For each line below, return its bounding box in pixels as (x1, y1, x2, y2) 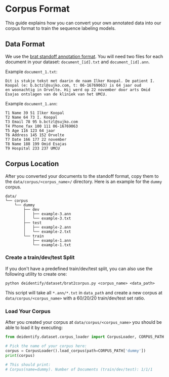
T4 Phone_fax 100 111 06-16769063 (5, 124, 78, 129)
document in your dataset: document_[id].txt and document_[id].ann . (5, 59, 150, 65)
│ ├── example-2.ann (23, 224, 71, 230)
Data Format (5, 40, 45, 49)
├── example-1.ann (32, 238, 71, 243)
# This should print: (5, 362, 51, 367)
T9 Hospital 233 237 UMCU (5, 145, 60, 151)
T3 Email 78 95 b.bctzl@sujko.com (5, 119, 78, 124)
